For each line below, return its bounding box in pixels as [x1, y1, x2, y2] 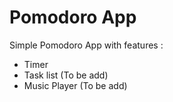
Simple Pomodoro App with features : [9, 39, 164, 51]
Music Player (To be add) [23, 79, 128, 91]
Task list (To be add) [23, 69, 109, 81]
